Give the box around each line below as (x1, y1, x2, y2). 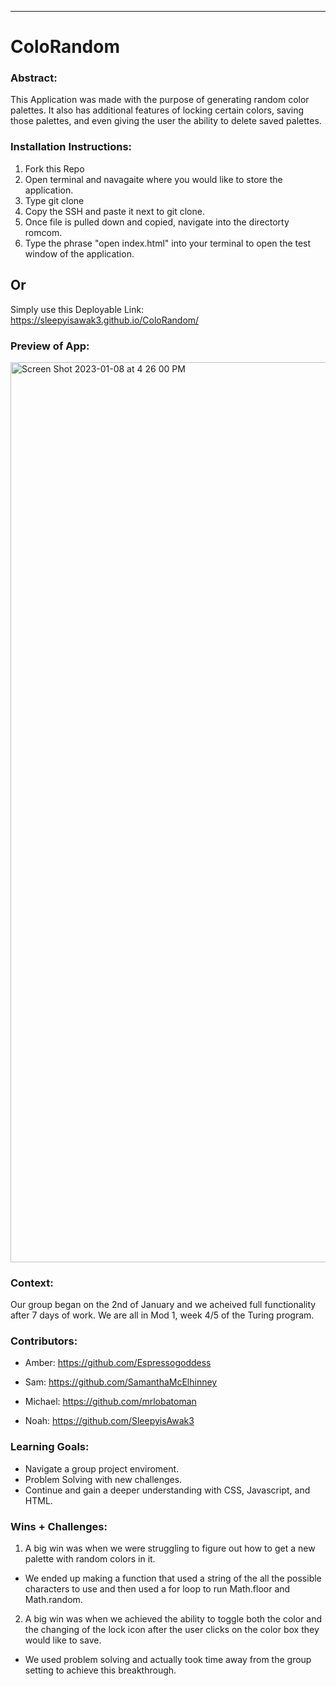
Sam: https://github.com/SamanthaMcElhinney (24, 1376, 218, 1388)
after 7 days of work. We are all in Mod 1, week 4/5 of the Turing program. (10, 1309, 315, 1321)
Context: (10, 1276, 54, 1290)
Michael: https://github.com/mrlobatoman (24, 1396, 197, 1408)
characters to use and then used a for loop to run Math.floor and (24, 1583, 291, 1595)
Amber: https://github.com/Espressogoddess (24, 1357, 212, 1369)
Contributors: (10, 1334, 78, 1348)
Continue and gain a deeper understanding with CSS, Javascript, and (24, 1484, 311, 1496)
